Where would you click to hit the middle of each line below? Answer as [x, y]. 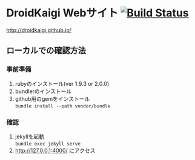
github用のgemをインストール [52, 98]
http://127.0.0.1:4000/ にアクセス [55, 150]
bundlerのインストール [43, 91]
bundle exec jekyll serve [48, 144]
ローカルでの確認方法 [46, 50]
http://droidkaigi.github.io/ [39, 30]
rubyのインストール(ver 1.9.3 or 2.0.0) [62, 83]
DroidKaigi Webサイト [62, 13]
